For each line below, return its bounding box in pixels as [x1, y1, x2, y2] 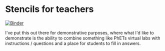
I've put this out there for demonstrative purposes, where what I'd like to [5, 29, 154, 35]
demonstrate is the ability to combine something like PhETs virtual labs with [5, 35, 161, 41]
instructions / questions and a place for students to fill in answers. [5, 40, 141, 46]
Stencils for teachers [5, 3, 94, 15]
